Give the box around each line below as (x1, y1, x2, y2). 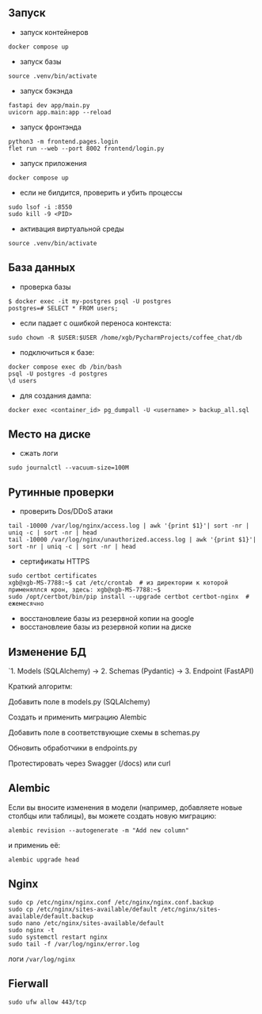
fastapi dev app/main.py (8, 101, 90, 110)
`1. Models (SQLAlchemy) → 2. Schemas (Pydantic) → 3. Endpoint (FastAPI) (8, 666, 255, 676)
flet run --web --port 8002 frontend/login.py (8, 145, 165, 152)
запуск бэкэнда (19, 86, 73, 95)
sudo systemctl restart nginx (8, 933, 108, 941)
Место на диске (8, 428, 91, 441)
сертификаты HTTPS (19, 557, 90, 566)
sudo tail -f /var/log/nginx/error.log (8, 940, 140, 948)
